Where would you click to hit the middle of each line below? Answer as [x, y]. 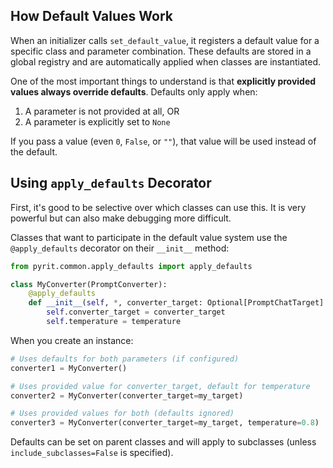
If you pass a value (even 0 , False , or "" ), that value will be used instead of [163, 141]
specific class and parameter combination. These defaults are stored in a [161, 51]
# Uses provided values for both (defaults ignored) [122, 414]
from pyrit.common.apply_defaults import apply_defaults [131, 266]
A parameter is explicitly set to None [97, 121]
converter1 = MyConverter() [69, 368]
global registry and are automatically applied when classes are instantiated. [166, 61]
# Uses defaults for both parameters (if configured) [125, 359]
